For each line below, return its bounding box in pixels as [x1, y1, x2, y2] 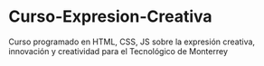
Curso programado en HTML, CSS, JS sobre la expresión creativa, [8, 36, 255, 47]
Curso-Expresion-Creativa [8, 6, 213, 27]
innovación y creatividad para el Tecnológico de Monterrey [8, 45, 228, 56]
